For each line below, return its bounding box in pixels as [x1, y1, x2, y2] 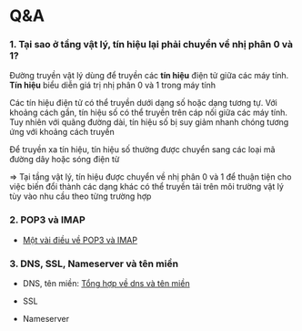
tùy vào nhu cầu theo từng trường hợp [9, 191, 152, 202]
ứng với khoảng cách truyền [9, 127, 116, 138]
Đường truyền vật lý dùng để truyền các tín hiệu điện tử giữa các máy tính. [9, 70, 289, 81]
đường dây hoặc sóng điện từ [9, 154, 120, 165]
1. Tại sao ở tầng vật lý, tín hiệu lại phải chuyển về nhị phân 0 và [9, 38, 294, 51]
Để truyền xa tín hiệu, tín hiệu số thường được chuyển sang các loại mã [9, 144, 276, 155]
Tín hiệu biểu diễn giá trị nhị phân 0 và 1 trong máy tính [9, 79, 216, 91]
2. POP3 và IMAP [9, 213, 86, 226]
